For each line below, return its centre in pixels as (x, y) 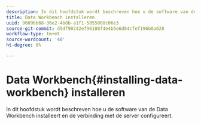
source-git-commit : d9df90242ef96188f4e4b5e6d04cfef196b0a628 (85, 28)
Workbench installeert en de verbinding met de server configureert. (90, 115)
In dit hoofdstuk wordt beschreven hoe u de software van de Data (87, 109)
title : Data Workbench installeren (51, 17)
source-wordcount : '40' (36, 39)
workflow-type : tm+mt (33, 34)
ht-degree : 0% (24, 45)
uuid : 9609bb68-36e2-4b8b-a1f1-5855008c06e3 (63, 23)
